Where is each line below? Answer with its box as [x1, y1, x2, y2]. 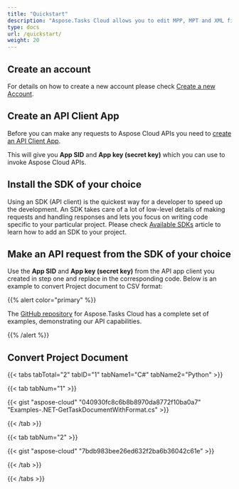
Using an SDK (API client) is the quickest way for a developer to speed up [7, 197, 223, 206]
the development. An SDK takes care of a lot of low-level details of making [7, 205, 225, 213]
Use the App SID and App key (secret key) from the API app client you [7, 267, 215, 276]
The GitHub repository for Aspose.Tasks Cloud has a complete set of [7, 310, 209, 318]
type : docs [7, 23, 40, 31]
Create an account [7, 63, 91, 75]
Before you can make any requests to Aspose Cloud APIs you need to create [7, 129, 232, 137]
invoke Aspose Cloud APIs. [7, 158, 87, 166]
